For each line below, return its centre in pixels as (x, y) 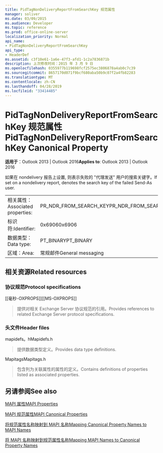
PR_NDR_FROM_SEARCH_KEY (75, 206)
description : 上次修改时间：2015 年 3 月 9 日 (49, 64)
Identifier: (24, 229)
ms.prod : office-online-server (37, 32)
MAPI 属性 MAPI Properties (32, 404)
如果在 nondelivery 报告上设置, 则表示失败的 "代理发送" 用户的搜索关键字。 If (81, 177)
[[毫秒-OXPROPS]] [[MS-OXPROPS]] (41, 298)
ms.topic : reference (26, 28)
